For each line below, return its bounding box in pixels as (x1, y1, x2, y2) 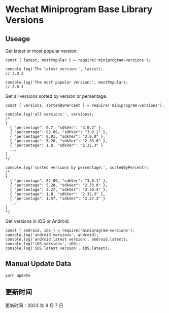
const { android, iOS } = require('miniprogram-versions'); (5, 228, 136, 233)
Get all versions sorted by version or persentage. (5, 93, 108, 99)
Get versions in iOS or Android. (5, 218, 70, 224)
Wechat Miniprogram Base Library (5, 4, 153, 15)
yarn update (5, 272, 30, 278)
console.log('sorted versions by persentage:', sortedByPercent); (5, 165, 149, 170)
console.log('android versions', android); (5, 232, 99, 238)
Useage (5, 34, 30, 43)
